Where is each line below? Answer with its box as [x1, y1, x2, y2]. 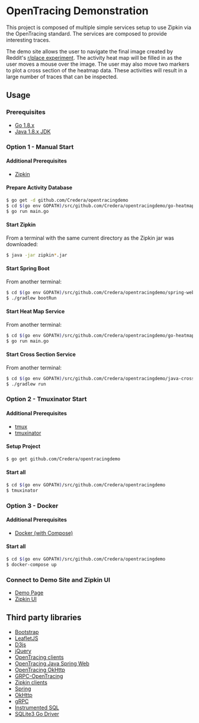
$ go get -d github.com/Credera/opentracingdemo [6, 197, 129, 203]
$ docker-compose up [6, 562, 57, 568]
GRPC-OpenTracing [14, 672, 63, 680]
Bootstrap [14, 628, 39, 635]
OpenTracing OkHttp [14, 666, 65, 673]
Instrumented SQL [14, 704, 59, 711]
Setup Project [6, 443, 41, 450]
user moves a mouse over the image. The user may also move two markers [6, 60, 190, 68]
